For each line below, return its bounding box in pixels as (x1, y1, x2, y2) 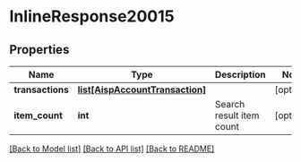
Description (214, 69, 266, 81)
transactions (13, 83, 69, 96)
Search (214, 98, 245, 110)
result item (214, 109, 260, 122)
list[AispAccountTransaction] (77, 83, 207, 96)
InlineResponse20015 (9, 6, 175, 27)
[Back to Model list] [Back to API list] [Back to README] (9, 143, 215, 154)
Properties (9, 42, 70, 57)
